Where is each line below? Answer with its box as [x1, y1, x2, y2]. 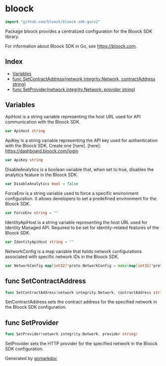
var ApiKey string [5, 158, 43, 163]
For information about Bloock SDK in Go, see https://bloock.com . [5, 43, 137, 49]
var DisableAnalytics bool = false [5, 182, 79, 186]
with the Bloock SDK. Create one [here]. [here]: [5, 143, 101, 149]
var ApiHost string [5, 129, 45, 134]
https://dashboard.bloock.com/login [5, 148, 79, 154]
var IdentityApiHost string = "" [5, 239, 74, 244]
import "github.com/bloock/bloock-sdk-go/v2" [5, 19, 100, 24]
